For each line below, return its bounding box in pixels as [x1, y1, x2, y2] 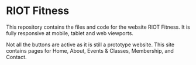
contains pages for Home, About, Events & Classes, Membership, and [6, 47, 174, 54]
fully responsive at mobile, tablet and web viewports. [6, 29, 133, 36]
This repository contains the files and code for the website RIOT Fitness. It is [6, 23, 190, 30]
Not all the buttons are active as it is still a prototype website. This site [6, 41, 175, 48]
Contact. [6, 53, 27, 60]
